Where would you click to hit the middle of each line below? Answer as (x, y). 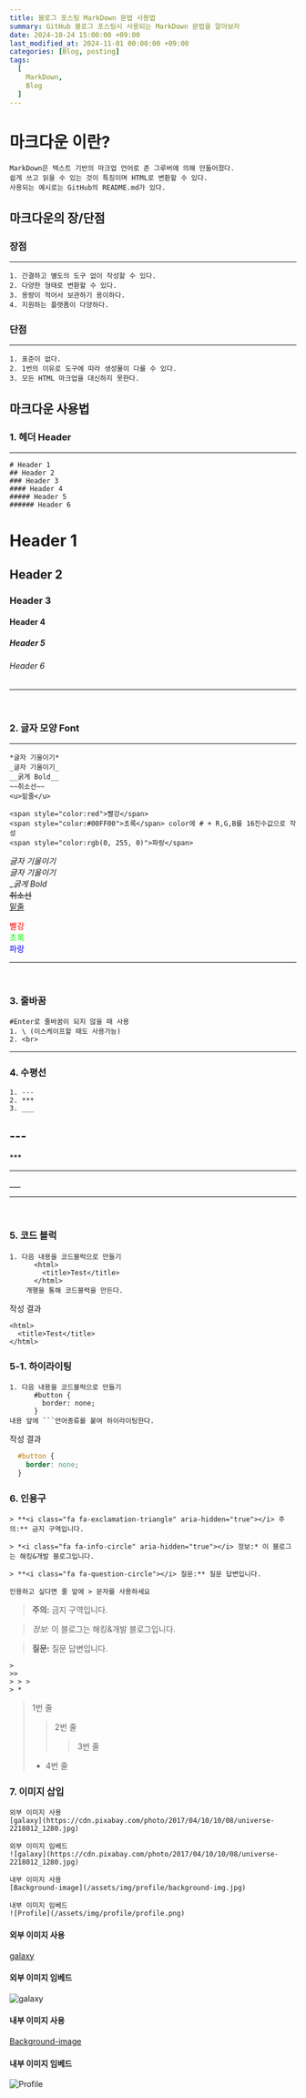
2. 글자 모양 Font (45, 728)
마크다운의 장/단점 (57, 218)
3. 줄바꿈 (28, 1001)
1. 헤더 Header (41, 436)
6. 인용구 (28, 1498)
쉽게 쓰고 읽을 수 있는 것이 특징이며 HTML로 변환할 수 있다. (109, 179)
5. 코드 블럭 (33, 1235)
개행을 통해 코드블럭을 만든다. (75, 1290)
